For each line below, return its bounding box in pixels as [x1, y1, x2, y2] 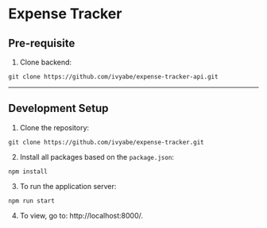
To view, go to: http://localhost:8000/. [19, 211, 144, 220]
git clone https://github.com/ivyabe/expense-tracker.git [8, 138, 204, 146]
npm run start [8, 196, 56, 205]
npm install [8, 168, 48, 176]
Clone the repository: [19, 122, 90, 132]
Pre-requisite [8, 37, 75, 50]
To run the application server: [19, 181, 117, 191]
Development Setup [8, 102, 109, 115]
